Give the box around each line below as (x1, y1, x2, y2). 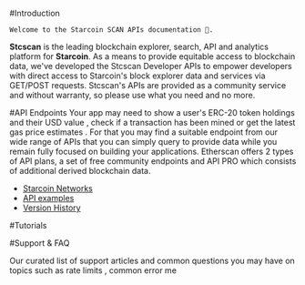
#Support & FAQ (9, 238, 70, 249)
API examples (22, 193, 75, 203)
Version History (22, 202, 81, 213)
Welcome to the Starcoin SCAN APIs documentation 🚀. (9, 25, 214, 35)
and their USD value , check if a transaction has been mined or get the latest (9, 117, 296, 127)
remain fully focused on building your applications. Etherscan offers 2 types (9, 146, 294, 157)
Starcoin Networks (22, 183, 93, 194)
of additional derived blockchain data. (9, 166, 151, 176)
